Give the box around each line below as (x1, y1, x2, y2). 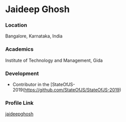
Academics (5, 46, 34, 53)
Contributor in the (12, 82, 49, 88)
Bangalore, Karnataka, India (5, 33, 63, 39)
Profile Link (5, 100, 34, 106)
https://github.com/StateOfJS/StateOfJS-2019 (24, 87, 120, 93)
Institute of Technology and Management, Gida (5, 57, 103, 63)
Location (5, 22, 28, 29)
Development (5, 70, 39, 77)
